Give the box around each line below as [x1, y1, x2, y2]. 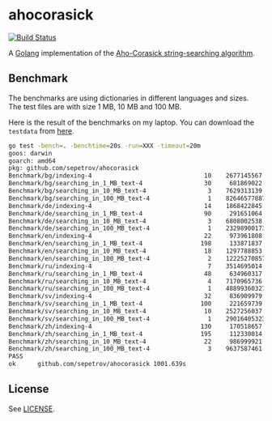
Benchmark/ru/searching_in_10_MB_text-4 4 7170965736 [8, 277, 263, 285]
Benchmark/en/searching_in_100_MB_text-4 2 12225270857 [8, 254, 266, 262]
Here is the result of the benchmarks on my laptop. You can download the [8, 117, 255, 127]
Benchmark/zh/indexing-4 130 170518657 [8, 322, 263, 330]
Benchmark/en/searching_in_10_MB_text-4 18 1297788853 [8, 247, 263, 255]
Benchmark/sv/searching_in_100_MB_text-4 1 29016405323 [8, 314, 266, 323]
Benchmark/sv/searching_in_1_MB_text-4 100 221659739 [8, 300, 263, 308]
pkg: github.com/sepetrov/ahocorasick [8, 164, 139, 172]
